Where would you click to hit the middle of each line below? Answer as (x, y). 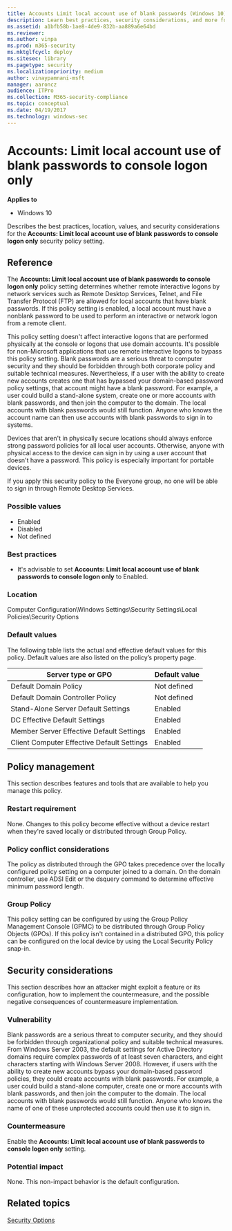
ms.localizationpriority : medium (55, 71)
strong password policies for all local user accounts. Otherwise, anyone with (116, 446)
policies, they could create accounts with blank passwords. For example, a (113, 1079)
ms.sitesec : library (37, 59)
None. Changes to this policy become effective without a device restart (108, 823)
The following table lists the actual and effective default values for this (107, 650)
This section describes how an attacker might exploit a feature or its (104, 987)
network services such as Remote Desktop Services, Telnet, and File (105, 294)
